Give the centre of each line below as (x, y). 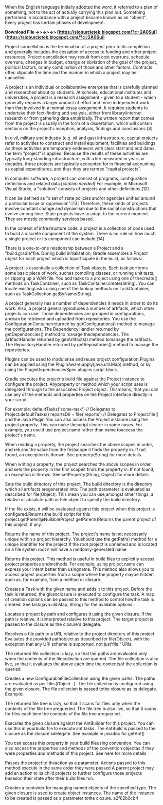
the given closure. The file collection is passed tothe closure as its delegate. (81, 689)
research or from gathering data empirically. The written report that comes (80, 118)
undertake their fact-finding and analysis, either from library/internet (73, 113)
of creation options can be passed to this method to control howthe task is (80, 599)
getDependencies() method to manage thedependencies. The (67, 334)
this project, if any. (24, 524)
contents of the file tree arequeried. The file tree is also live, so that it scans (81, 709)
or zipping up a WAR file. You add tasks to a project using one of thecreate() (81, 278)
